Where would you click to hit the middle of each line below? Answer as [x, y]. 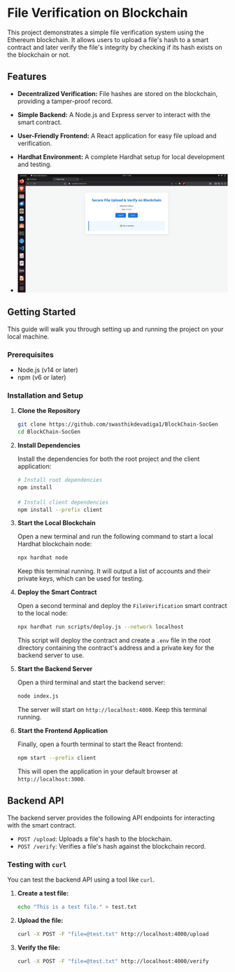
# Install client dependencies [63, 502]
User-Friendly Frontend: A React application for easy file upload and [117, 135]
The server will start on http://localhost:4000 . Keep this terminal [112, 710]
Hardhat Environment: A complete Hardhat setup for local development [121, 156]
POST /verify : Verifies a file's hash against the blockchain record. [112, 846]
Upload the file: [40, 920]
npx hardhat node [43, 558]
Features [27, 77]
